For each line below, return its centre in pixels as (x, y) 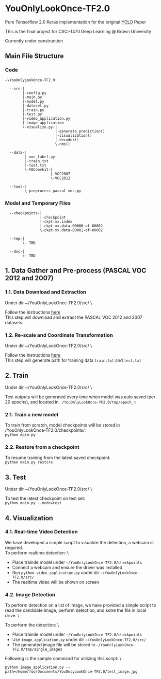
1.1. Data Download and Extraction (46, 292)
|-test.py (32, 114)
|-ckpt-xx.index (56, 221)
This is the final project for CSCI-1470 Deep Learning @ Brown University (78, 31)
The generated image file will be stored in (54, 645)
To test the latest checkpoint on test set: (45, 498)
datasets (14, 322)
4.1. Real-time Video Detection (41, 532)
